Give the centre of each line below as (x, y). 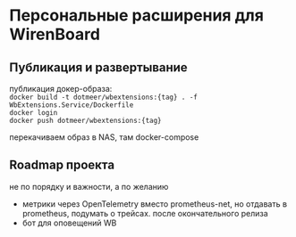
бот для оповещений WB (69, 223)
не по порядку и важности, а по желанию (89, 186)
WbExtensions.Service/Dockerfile (72, 105)
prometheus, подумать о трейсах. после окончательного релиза (145, 213)
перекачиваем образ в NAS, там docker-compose (104, 137)
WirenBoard (55, 34)
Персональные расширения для (136, 16)
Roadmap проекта (62, 165)
